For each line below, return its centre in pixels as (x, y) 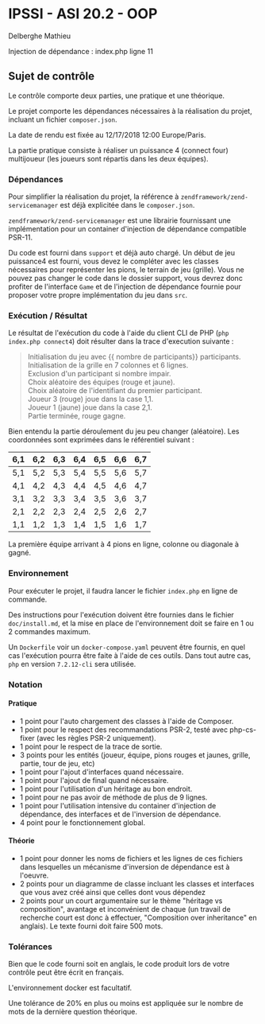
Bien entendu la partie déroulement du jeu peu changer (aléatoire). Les (124, 431)
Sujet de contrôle (52, 76)
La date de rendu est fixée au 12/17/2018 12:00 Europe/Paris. (107, 134)
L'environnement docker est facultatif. (70, 988)
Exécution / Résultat (48, 315)
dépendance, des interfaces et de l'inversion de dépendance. (120, 814)
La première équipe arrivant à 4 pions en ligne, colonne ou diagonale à (124, 544)
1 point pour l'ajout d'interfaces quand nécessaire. (102, 772)
